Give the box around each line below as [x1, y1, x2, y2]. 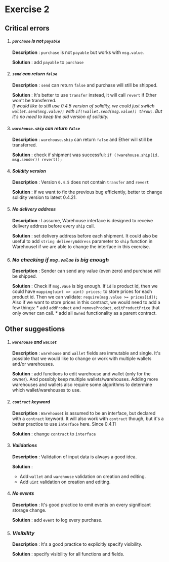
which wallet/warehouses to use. [12, 387, 81, 393]
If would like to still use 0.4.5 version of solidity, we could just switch [12, 103, 155, 109]
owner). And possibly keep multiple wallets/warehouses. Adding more [12, 376, 158, 382]
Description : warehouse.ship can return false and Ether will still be [12, 136, 153, 143]
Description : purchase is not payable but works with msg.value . [12, 49, 144, 55]
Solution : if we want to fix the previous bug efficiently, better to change [12, 189, 162, 195]
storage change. [12, 507, 47, 513]
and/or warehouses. [12, 361, 54, 367]
